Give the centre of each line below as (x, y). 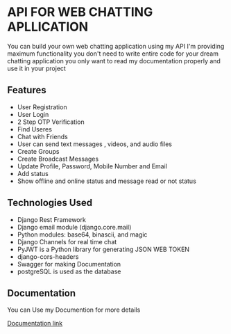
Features (27, 90)
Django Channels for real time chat (67, 241)
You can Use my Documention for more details (74, 310)
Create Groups (38, 151)
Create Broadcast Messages (58, 159)
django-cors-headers (48, 256)
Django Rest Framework (52, 219)
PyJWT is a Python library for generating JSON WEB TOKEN (103, 249)
